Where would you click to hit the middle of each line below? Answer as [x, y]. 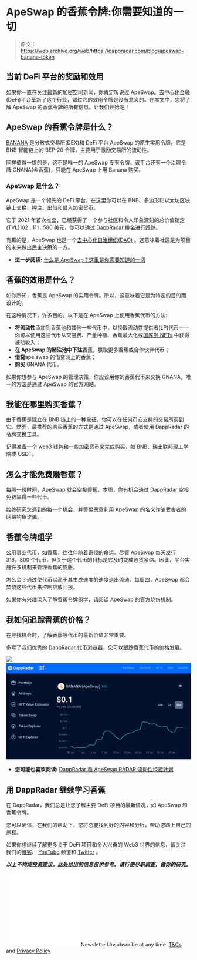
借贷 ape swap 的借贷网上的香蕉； [55, 357]
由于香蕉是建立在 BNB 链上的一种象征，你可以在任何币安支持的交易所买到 [95, 419]
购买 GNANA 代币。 [38, 364]
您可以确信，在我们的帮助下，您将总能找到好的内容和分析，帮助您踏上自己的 [98, 825]
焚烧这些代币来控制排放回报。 [42, 587]
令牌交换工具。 [24, 434]
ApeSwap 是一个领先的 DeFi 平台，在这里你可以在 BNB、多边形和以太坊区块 [98, 200]
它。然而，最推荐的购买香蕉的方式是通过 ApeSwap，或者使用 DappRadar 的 [98, 427]
